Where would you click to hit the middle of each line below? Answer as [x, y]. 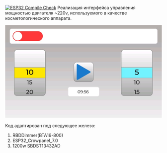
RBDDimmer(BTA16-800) [38, 135]
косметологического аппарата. [39, 18]
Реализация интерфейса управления [96, 8]
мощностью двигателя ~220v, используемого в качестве [66, 13]
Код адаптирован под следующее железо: [50, 126]
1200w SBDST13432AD [36, 146]
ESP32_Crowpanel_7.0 [35, 141]
